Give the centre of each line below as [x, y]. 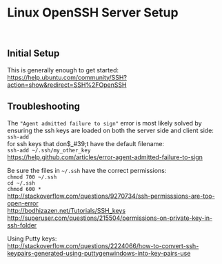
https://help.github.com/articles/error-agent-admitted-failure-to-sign [105, 157]
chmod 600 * [24, 189]
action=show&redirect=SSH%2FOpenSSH [67, 85]
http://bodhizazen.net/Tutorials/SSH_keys [67, 210]
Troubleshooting [44, 106]
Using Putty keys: [32, 238]
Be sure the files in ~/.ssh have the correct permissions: [87, 170]
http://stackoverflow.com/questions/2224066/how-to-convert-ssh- [103, 245]
